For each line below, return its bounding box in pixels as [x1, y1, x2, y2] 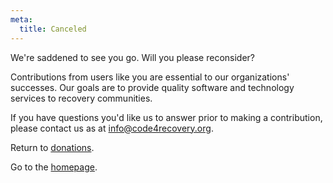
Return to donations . [10, 141, 95, 153]
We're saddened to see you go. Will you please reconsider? [10, 51, 255, 63]
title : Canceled [19, 24, 87, 34]
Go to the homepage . [10, 161, 98, 173]
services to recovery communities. [10, 92, 153, 104]
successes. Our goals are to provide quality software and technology [10, 81, 295, 93]
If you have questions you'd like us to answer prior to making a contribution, [10, 111, 323, 123]
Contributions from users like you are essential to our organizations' [10, 71, 290, 83]
